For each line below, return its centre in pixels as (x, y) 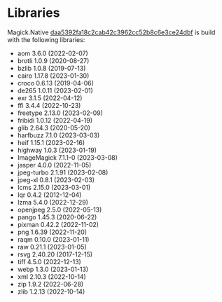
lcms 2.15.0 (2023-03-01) (54, 187)
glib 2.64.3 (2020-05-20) (54, 128)
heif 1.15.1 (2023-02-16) (51, 142)
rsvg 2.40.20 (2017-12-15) (55, 254)
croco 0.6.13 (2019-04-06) (56, 83)
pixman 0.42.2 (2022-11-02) (58, 224)
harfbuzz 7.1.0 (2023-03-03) (58, 135)
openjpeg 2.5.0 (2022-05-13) (60, 210)
